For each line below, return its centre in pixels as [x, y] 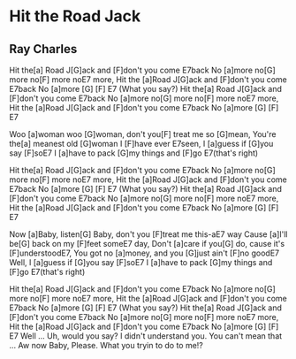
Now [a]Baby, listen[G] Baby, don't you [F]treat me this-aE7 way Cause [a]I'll [148, 234]
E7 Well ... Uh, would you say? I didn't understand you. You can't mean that [146, 336]
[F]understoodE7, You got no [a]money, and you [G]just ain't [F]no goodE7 [144, 253]
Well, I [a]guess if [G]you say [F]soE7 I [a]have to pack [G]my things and [141, 262]
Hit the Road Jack [75, 16]
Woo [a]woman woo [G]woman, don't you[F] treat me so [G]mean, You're [143, 134]
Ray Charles [43, 49]
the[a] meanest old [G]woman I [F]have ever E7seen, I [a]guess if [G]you [141, 144]
